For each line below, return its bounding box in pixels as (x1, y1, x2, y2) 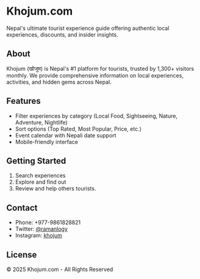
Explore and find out (15, 178, 66, 186)
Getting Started (6, 156, 66, 166)
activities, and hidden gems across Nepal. (6, 78, 112, 85)
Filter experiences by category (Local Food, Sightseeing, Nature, (15, 112, 178, 120)
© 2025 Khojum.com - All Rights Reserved (6, 266, 113, 273)
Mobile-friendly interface (15, 138, 78, 145)
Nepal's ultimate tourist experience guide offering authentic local (6, 24, 170, 32)
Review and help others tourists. (15, 185, 96, 192)
